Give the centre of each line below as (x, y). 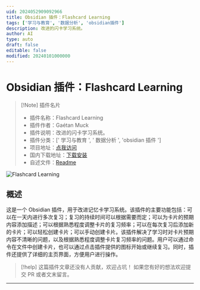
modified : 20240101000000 (38, 56)
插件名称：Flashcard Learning (66, 117)
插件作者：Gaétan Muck (59, 125)
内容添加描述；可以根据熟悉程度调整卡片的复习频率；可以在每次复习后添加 (97, 224)
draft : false (22, 45)
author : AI (20, 34)
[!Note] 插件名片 (40, 105)
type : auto (20, 39)
